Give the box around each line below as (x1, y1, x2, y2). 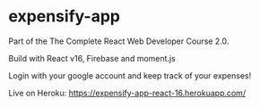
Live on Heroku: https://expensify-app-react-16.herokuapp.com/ (8, 87, 247, 98)
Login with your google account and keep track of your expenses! (8, 70, 252, 81)
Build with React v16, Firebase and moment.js (8, 53, 176, 63)
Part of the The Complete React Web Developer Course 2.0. (8, 36, 230, 46)
